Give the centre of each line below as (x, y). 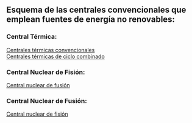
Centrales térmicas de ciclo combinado (55, 56)
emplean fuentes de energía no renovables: (91, 20)
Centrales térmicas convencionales (51, 50)
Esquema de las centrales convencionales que (96, 10)
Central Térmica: (32, 37)
